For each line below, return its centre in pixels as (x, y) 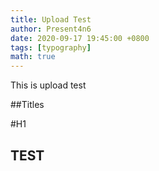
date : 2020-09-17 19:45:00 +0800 (80, 38)
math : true (33, 57)
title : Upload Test (51, 19)
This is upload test (48, 85)
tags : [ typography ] (51, 47)
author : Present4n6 (51, 29)
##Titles (27, 105)
